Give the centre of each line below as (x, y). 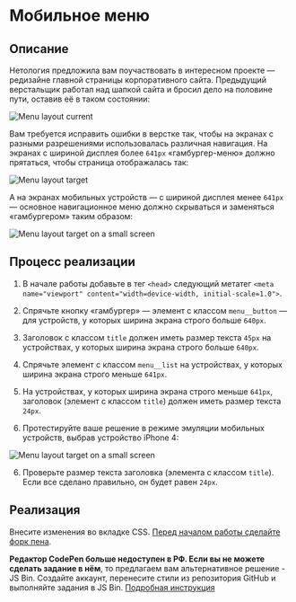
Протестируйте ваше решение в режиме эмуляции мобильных (143, 428)
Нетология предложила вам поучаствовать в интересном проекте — (142, 70)
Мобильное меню (80, 16)
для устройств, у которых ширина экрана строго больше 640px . (144, 320)
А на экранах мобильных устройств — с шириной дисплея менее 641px (147, 197)
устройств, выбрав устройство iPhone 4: (100, 438)
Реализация (45, 510)
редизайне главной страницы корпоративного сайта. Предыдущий (138, 80)
